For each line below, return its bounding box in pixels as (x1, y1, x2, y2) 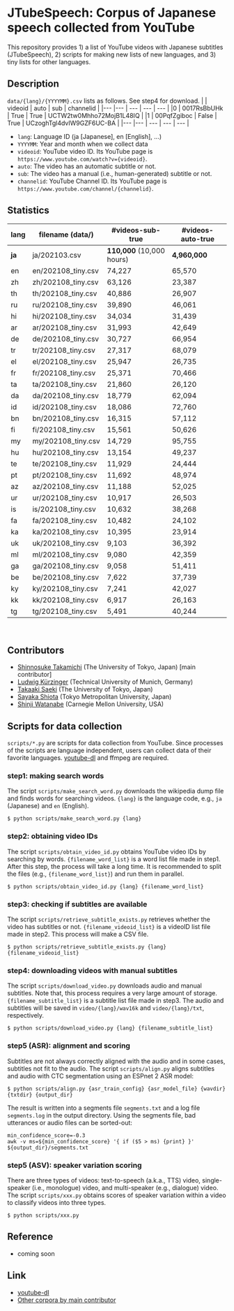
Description (7, 78, 59, 90)
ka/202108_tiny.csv (32, 527, 99, 536)
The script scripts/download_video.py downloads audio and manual (7, 981, 202, 990)
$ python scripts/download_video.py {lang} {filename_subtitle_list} (7, 1025, 214, 1032)
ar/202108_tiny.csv (32, 323, 97, 332)
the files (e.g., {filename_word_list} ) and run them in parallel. (7, 870, 185, 878)
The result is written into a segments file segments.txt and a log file (7, 1104, 201, 1112)
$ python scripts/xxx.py (7, 1212, 79, 1219)
